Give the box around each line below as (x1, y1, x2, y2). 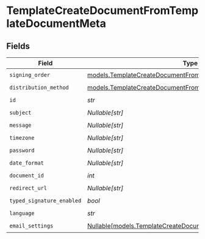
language (9, 210, 35, 216)
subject (9, 109, 32, 116)
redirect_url (9, 184, 48, 191)
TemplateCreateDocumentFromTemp (6, 4, 199, 18)
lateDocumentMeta (6, 16, 107, 30)
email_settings (9, 222, 54, 229)
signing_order (9, 71, 51, 78)
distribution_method (9, 84, 69, 91)
